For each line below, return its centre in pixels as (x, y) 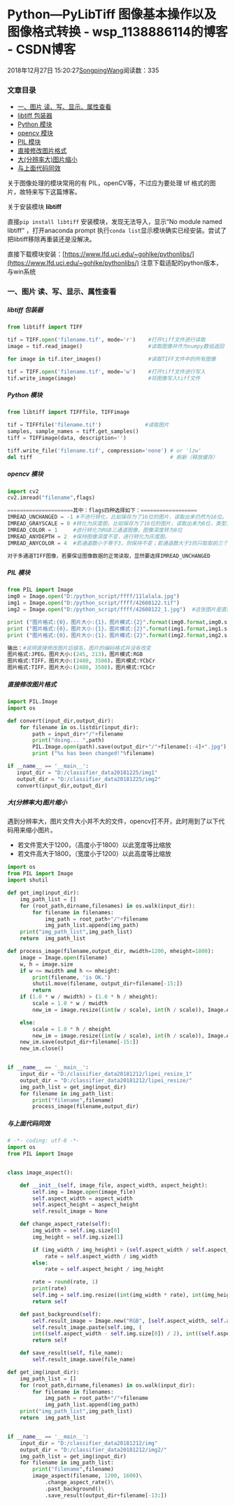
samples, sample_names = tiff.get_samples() (73, 432)
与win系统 (22, 272)
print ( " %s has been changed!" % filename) (94, 754)
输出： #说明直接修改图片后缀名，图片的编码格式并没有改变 (79, 648)
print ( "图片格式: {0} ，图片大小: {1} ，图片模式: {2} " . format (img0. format (106, 622)
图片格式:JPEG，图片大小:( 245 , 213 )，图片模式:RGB (75, 654)
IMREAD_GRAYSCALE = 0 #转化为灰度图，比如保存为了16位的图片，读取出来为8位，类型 (117, 524)
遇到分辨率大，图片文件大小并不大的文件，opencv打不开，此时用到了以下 (113, 821)
